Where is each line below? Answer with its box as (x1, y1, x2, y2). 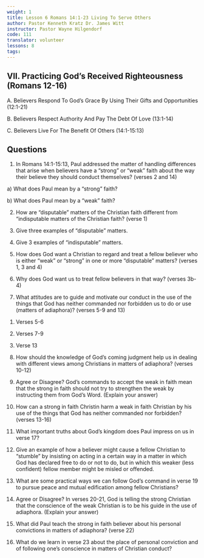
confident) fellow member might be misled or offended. (15, 466, 154, 473)
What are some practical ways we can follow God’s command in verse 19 (15, 477, 199, 484)
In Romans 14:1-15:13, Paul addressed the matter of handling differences (15, 161, 196, 168)
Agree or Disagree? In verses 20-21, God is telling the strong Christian (15, 495, 191, 503)
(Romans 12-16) (7, 80, 67, 91)
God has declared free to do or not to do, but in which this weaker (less (15, 459, 194, 466)
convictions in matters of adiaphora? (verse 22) (15, 527, 135, 534)
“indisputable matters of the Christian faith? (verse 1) (15, 215, 148, 223)
